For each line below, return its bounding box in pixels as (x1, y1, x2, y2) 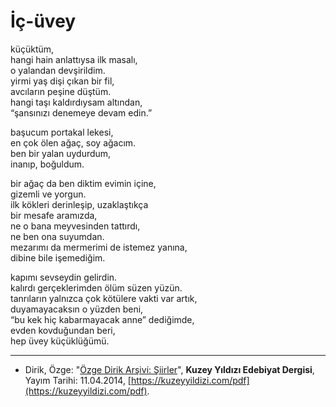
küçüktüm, (10, 43, 55, 55)
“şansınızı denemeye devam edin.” (10, 106, 153, 119)
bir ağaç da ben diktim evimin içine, (10, 177, 157, 189)
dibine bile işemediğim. (10, 251, 106, 264)
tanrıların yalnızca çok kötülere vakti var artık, (10, 292, 198, 304)
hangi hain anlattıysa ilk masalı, (10, 53, 138, 65)
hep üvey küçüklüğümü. (10, 335, 110, 347)
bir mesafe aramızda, (10, 209, 98, 221)
